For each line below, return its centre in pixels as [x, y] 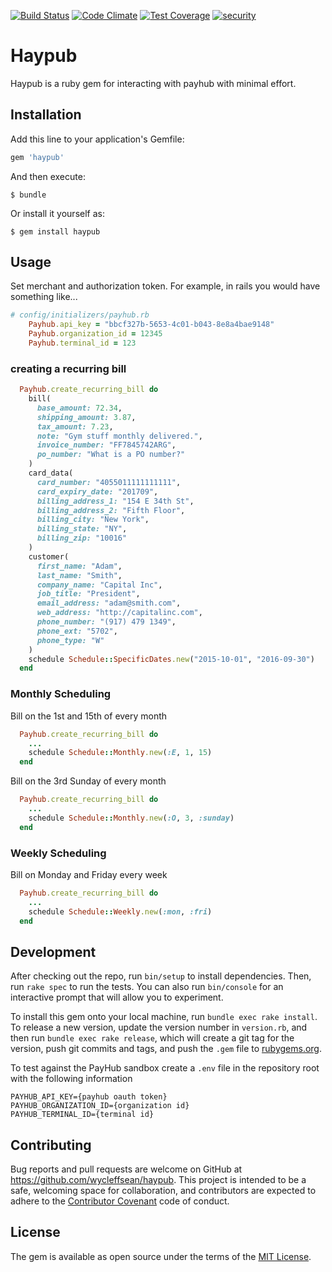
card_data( [51, 473]
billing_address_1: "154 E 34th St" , [115, 501]
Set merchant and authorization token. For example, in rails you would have [165, 286]
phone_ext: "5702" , [77, 631]
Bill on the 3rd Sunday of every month [88, 781]
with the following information [71, 1079]
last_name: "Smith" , [79, 575]
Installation [46, 115]
